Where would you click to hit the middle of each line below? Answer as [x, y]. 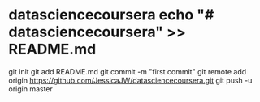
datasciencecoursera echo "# [111, 15]
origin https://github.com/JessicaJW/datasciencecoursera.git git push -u [130, 80]
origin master [30, 89]
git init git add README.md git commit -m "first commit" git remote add [128, 71]
